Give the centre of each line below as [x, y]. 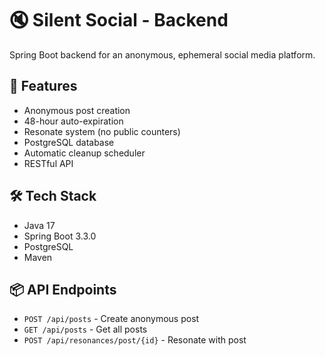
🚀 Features [43, 86]
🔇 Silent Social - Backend [119, 20]
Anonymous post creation [77, 110]
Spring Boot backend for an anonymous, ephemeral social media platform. [162, 54]
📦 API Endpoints [63, 289]
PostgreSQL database [69, 142]
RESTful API [48, 163]
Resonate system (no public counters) [102, 131]
